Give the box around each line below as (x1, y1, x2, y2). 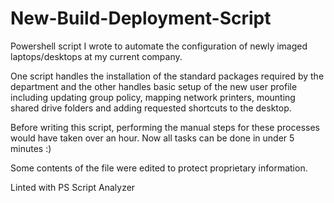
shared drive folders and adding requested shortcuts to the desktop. (10, 102, 292, 114)
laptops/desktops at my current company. (10, 50, 183, 62)
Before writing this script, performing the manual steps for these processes (10, 121, 320, 133)
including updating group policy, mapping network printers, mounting (10, 91, 296, 103)
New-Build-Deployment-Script (10, 7, 272, 30)
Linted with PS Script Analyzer (10, 181, 136, 193)
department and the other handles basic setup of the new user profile (10, 80, 298, 92)
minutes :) (10, 142, 52, 154)
